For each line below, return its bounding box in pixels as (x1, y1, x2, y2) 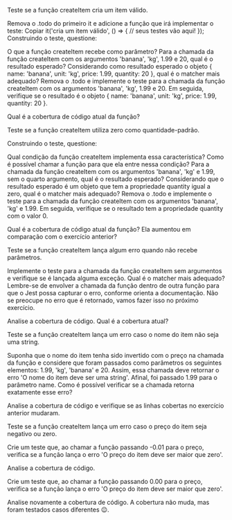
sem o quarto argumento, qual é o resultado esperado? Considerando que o (7, 175, 224, 183)
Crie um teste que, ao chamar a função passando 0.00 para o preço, (7, 478, 203, 485)
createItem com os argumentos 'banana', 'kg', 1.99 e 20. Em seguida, (7, 85, 204, 92)
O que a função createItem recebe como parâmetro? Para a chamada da (7, 48, 215, 55)
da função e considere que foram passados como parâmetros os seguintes (7, 358, 222, 367)
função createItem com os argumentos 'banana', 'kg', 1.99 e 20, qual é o (7, 55, 213, 63)
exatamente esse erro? (7, 388, 73, 396)
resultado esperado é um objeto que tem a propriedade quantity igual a (7, 182, 211, 190)
